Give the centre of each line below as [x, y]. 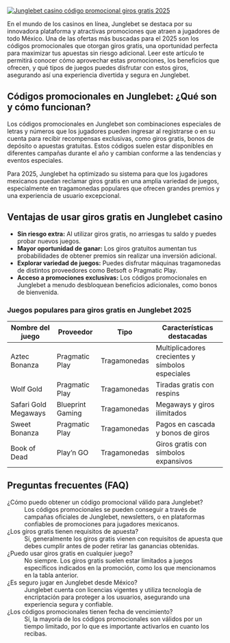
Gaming [69, 413]
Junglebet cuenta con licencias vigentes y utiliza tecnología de [113, 589]
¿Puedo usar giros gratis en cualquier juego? [70, 553]
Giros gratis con [181, 444]
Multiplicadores [181, 348]
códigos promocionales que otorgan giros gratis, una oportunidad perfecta [113, 46]
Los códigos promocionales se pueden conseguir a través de [111, 509]
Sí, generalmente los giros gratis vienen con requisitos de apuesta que [124, 539]
